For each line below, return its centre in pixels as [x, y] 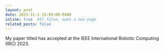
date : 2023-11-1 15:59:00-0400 [38, 15]
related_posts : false [28, 24]
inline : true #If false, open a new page [51, 19]
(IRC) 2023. [17, 44]
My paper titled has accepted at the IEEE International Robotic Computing [82, 38]
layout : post [19, 10]
